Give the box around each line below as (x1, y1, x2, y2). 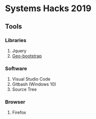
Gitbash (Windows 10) (12, 81, 57, 87)
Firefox (12, 110, 27, 116)
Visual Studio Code (12, 76, 51, 82)
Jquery (12, 48, 27, 53)
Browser (5, 99, 26, 105)
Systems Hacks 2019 (5, 3, 92, 14)
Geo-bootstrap (12, 53, 42, 59)
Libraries (5, 37, 27, 44)
